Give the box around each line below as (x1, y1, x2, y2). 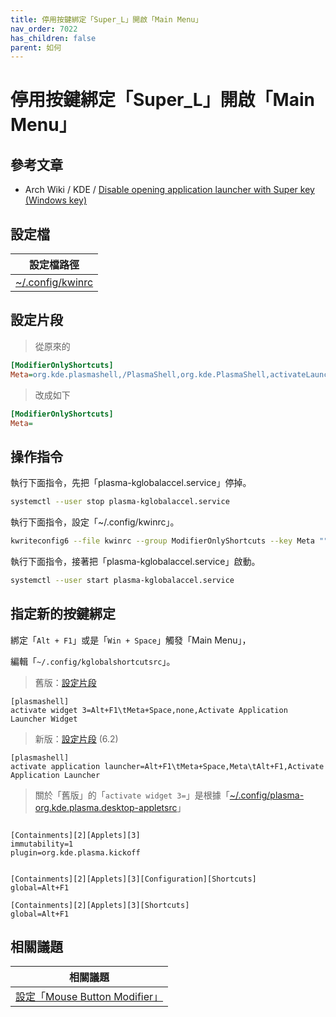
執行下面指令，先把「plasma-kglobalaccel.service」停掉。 (10, 477, 252, 489)
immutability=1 (10, 839, 74, 849)
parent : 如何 (10, 42, 62, 53)
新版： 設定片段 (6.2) (34, 732, 119, 745)
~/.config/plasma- (229, 789, 305, 801)
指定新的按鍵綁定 (10, 606, 116, 623)
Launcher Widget (10, 714, 78, 724)
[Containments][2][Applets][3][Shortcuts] (10, 900, 190, 910)
